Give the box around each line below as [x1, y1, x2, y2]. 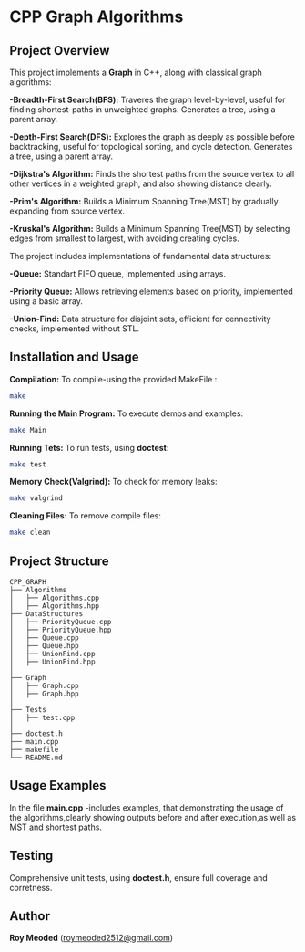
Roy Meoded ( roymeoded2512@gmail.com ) [9, 933, 174, 944]
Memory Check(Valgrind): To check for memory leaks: [9, 476, 218, 487]
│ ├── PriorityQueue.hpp [9, 625, 112, 634]
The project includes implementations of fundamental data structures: [9, 251, 271, 261]
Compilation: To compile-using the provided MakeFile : [9, 373, 218, 384]
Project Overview [9, 43, 110, 58]
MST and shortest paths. [9, 821, 103, 832]
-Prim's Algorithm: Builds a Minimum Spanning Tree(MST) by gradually [9, 196, 280, 206]
